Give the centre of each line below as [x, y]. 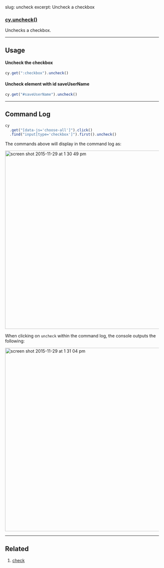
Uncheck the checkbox [29, 63]
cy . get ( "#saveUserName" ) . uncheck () [41, 94]
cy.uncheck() [21, 20]
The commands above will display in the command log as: [63, 144]
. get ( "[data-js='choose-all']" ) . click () [51, 130]
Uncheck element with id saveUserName [47, 84]
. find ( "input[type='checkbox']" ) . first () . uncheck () [63, 135]
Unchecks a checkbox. [28, 30]
